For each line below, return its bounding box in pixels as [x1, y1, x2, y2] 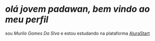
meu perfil [5, 14, 49, 25]
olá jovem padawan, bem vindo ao [5, 3, 150, 15]
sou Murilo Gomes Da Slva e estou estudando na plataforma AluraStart [5, 30, 150, 36]
